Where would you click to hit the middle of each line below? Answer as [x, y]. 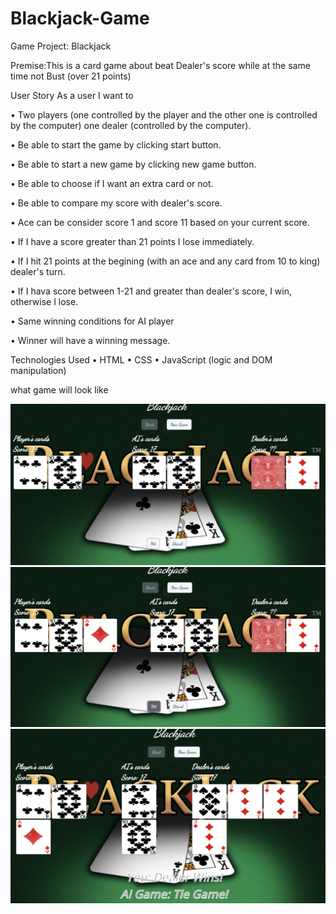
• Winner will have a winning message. [90, 340]
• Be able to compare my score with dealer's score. [116, 203]
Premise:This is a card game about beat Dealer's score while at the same [160, 65]
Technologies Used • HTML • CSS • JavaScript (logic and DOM [141, 359]
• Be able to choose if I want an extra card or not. [112, 183]
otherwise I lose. [44, 301]
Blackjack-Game [80, 18]
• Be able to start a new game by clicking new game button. [133, 164]
